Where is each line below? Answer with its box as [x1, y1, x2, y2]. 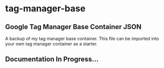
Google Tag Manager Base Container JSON [5, 23, 142, 31]
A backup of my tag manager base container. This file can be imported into [5, 35, 160, 41]
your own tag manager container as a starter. [5, 41, 98, 47]
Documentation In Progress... [5, 55, 99, 64]
